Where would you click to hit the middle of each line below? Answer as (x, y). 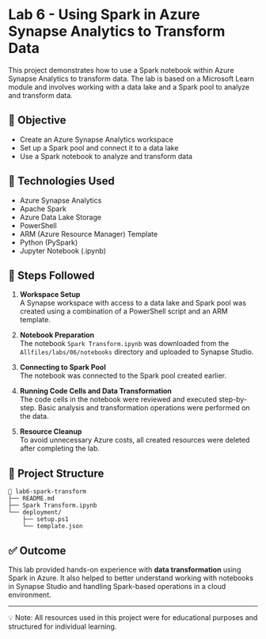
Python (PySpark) (49, 242)
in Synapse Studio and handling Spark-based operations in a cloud (117, 586)
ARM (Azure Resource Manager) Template (89, 234)
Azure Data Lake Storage (60, 217)
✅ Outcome (37, 551)
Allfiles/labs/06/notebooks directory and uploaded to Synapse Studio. (137, 352)
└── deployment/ (35, 512)
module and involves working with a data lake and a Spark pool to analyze (129, 87)
